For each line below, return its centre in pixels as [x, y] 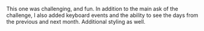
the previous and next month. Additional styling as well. [76, 22]
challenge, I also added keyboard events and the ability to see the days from [102, 15]
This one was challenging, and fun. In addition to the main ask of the [92, 9]
